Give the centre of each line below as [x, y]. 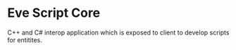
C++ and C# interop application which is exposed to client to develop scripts [118, 32]
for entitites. [25, 39]
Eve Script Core [54, 13]
